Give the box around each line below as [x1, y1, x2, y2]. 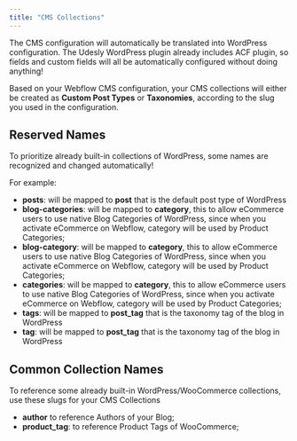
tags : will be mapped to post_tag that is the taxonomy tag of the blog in [21, 308, 285, 319]
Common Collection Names [9, 361, 164, 377]
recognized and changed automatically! [9, 161, 154, 171]
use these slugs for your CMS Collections [9, 395, 161, 406]
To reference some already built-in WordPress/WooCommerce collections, [9, 385, 281, 396]
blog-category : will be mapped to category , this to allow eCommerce [21, 241, 277, 253]
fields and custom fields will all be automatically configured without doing [9, 56, 277, 67]
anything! [9, 66, 44, 76]
